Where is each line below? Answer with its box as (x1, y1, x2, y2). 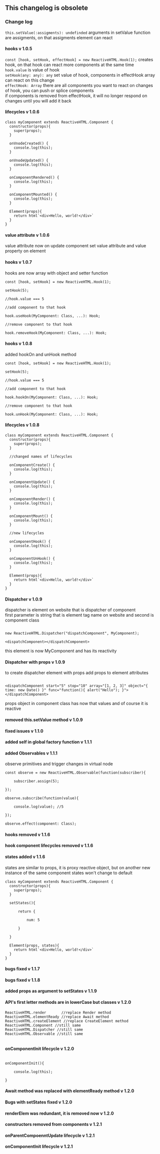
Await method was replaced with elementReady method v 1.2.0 (5, 1088, 134, 1094)
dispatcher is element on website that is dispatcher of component (5, 607, 136, 613)
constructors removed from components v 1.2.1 (5, 1121, 102, 1127)
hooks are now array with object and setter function (5, 270, 108, 276)
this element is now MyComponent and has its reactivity (5, 648, 117, 654)
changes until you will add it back (5, 98, 72, 103)
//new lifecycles (9, 531, 44, 535)
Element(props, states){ (9, 943, 59, 948)
